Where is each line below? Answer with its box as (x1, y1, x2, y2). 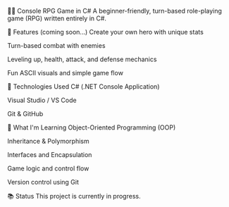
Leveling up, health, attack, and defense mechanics (7, 55, 157, 63)
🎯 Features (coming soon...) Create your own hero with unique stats (7, 28, 204, 36)
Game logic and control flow (7, 164, 89, 172)
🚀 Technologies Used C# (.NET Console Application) (7, 82, 160, 91)
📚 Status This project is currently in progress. (7, 192, 141, 200)
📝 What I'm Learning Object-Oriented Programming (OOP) (7, 123, 176, 132)
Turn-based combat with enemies (7, 42, 106, 49)
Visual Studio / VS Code (7, 96, 77, 104)
